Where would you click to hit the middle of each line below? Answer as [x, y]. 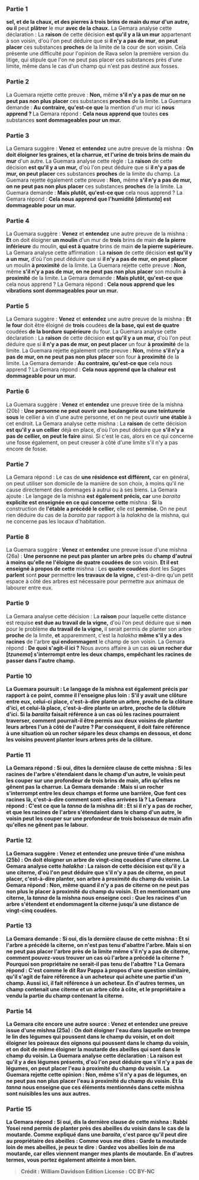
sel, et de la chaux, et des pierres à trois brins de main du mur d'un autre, [98, 22]
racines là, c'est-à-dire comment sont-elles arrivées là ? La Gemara [91, 799]
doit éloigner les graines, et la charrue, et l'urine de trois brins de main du [98, 154]
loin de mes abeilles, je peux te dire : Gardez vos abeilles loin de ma [91, 1147]
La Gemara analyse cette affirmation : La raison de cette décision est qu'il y [99, 253]
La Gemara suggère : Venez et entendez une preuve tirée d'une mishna [96, 853]
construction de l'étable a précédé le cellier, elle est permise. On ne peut [97, 509]
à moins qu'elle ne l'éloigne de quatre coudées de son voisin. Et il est [92, 562]
